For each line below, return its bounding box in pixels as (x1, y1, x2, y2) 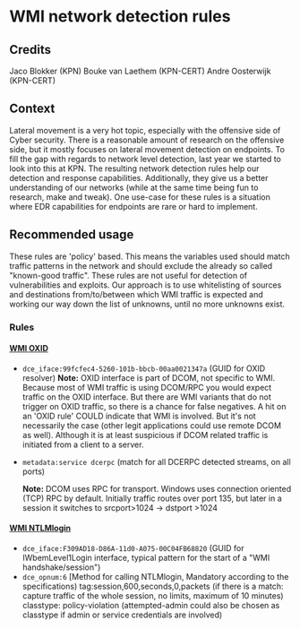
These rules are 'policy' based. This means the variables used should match (9, 251, 290, 262)
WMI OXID (9, 343, 49, 354)
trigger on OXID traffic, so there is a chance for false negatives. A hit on (21, 401, 287, 411)
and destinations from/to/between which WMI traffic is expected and (9, 289, 263, 299)
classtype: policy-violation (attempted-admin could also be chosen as (21, 599, 280, 610)
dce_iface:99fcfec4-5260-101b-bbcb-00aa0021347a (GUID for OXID (21, 363, 266, 374)
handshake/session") (21, 562, 101, 573)
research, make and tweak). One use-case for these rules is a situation (9, 191, 270, 202)
